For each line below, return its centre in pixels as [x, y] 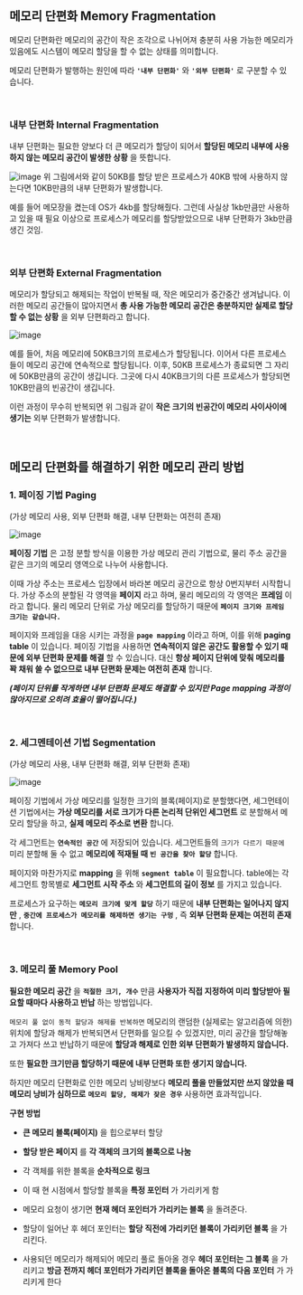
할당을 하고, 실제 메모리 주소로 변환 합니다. [100, 823]
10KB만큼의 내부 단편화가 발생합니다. [98, 188]
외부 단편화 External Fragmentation [86, 273]
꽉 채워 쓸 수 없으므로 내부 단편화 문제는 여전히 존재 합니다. [111, 669]
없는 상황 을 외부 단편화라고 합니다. [89, 317]
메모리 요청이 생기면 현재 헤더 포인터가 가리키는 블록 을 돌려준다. [135, 1209]
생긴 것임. [26, 230]
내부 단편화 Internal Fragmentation [84, 125]
